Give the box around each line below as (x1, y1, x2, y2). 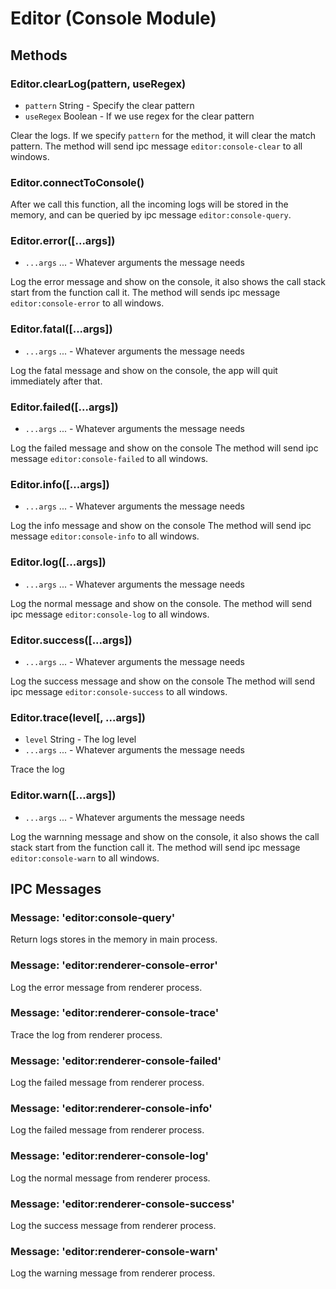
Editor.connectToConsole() (10, 175, 145, 189)
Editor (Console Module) (10, 7, 217, 30)
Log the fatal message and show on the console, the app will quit (10, 364, 278, 376)
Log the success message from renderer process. (10, 1220, 217, 1232)
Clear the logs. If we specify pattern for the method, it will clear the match (10, 129, 317, 141)
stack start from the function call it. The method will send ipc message (10, 841, 301, 853)
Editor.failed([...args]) (10, 400, 119, 414)
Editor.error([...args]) (10, 234, 116, 248)
